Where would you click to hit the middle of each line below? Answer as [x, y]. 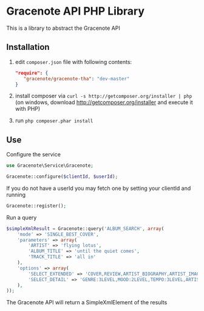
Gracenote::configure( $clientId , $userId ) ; [62, 177]
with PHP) [28, 109]
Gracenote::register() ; [36, 206]
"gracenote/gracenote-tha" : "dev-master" [76, 79]
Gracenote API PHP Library [75, 11]
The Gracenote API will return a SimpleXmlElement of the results [87, 302]
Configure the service [33, 155]
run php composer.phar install [54, 121]
